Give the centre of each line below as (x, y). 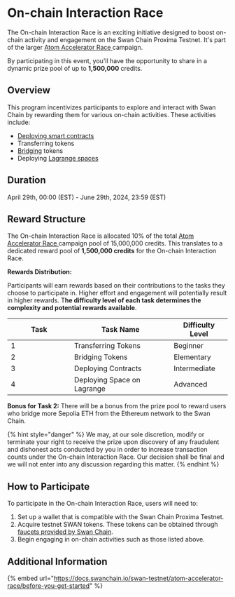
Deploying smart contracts (56, 135)
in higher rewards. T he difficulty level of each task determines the (104, 300)
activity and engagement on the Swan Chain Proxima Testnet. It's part (125, 39)
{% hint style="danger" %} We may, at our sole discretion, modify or (106, 435)
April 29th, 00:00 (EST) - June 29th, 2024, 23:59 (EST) (87, 197)
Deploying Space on (108, 380)
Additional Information (57, 562)
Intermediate (194, 368)
